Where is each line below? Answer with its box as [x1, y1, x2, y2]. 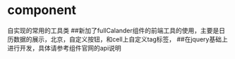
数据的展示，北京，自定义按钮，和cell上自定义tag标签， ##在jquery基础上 [13, 34, 228, 44]
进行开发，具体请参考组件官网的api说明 [7, 44, 121, 52]
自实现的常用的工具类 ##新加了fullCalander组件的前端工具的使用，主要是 [7, 26, 219, 34]
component [7, 2, 76, 18]
